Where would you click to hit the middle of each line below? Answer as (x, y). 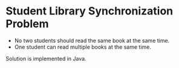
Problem (27, 24)
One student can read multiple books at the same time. (83, 47)
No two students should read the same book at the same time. (92, 40)
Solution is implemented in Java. (46, 58)
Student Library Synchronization (89, 11)
